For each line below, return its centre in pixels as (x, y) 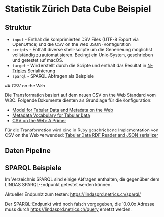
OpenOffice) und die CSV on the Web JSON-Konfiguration (72, 44)
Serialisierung (41, 71)
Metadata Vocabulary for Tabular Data (51, 115)
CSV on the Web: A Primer (39, 120)
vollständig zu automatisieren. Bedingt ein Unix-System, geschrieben (82, 55)
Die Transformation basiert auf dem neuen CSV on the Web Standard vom (80, 95)
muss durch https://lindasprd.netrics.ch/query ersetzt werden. (69, 209)
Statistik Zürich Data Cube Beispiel (78, 9)
